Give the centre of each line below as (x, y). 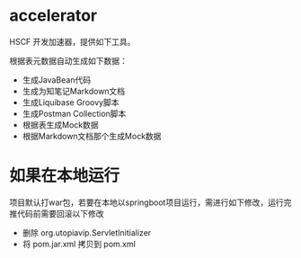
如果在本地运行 (65, 176)
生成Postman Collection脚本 (74, 113)
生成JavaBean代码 (57, 80)
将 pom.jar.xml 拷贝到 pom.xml (79, 244)
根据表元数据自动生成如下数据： (68, 60)
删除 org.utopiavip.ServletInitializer (87, 232)
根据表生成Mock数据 (60, 125)
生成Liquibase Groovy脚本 (71, 102)
